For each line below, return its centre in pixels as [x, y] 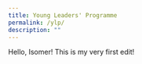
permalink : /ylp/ [36, 23]
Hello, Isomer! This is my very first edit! [71, 52]
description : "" [35, 30]
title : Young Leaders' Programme [63, 15]
